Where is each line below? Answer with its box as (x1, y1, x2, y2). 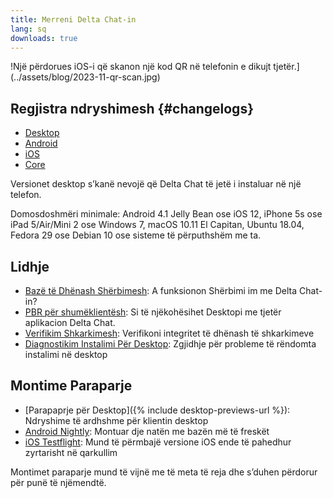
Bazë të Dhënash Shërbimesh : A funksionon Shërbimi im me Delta (24, 285, 298, 296)
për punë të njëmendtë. (10, 476, 107, 488)
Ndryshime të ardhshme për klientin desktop (24, 414, 209, 426)
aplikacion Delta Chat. (24, 317, 116, 328)
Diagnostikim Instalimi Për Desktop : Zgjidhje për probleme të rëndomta (24, 338, 317, 350)
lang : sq (10, 24, 47, 34)
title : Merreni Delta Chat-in (10, 14, 137, 25)
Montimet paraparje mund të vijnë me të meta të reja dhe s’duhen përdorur (10, 466, 318, 478)
